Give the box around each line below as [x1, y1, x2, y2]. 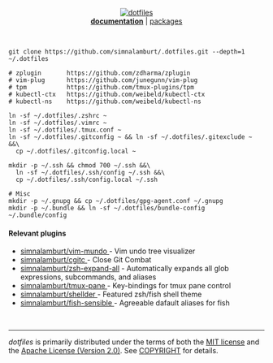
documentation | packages [90, 16, 183, 26]
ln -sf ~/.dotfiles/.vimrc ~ [8, 119, 107, 127]
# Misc [8, 190, 31, 198]
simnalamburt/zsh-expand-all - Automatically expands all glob [19, 264, 229, 274]
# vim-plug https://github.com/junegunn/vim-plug [8, 76, 198, 84]
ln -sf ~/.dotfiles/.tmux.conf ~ [8, 126, 122, 134]
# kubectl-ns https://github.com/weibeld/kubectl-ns [8, 97, 201, 106]
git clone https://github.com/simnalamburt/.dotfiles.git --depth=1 [8, 48, 245, 56]
